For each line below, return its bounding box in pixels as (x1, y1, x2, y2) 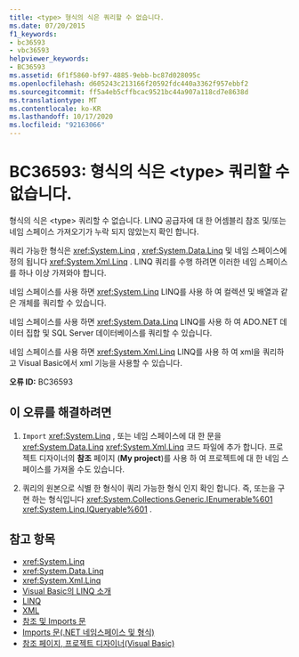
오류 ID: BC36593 (9, 376, 74, 387)
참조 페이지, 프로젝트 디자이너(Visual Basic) (21, 637, 175, 648)
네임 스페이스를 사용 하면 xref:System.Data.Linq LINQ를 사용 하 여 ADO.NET (9, 316, 279, 327)
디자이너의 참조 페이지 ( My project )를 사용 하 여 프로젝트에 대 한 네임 (38, 452, 280, 463)
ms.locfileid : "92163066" (9, 121, 105, 130)
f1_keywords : (9, 29, 58, 38)
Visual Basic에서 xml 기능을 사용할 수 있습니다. (18, 357, 182, 368)
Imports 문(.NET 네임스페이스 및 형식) (21, 627, 155, 637)
